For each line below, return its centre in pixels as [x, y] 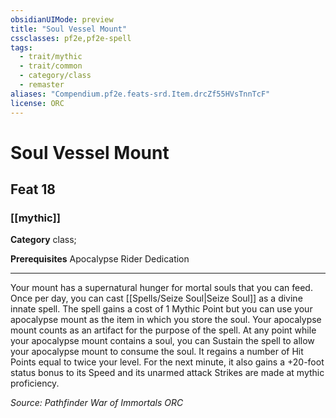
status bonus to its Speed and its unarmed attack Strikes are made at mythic [167, 373]
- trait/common [51, 66]
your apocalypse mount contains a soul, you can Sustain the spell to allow [162, 341]
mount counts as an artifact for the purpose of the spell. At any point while [163, 330]
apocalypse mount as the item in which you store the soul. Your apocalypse [166, 320]
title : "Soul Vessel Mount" [69, 29]
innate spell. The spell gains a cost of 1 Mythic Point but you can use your [161, 309]
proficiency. [35, 383]
